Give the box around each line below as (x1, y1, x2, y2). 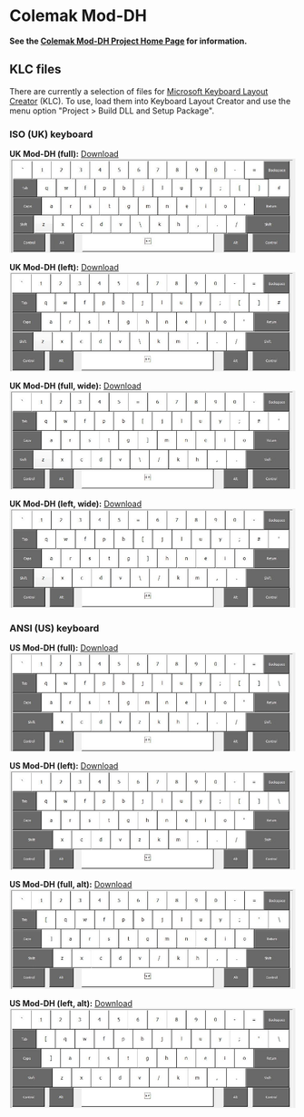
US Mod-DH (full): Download (9, 642, 119, 653)
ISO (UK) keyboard (9, 128, 93, 141)
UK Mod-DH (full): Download (9, 149, 120, 160)
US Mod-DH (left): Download (9, 759, 119, 771)
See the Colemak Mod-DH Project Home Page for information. (9, 35, 248, 46)
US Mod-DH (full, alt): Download (9, 878, 132, 889)
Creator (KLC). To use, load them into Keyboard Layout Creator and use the (9, 95, 291, 106)
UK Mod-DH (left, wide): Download (9, 498, 142, 509)
